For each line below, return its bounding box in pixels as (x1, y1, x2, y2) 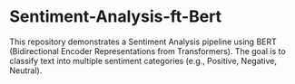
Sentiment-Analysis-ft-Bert (9, 6, 222, 27)
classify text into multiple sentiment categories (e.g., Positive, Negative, (9, 55, 278, 66)
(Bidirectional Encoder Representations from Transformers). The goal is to (9, 45, 286, 56)
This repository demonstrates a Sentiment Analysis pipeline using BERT (9, 36, 277, 47)
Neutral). (9, 65, 43, 76)
